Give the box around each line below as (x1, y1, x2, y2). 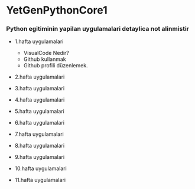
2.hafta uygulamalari (14, 73, 65, 80)
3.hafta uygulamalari (14, 85, 65, 92)
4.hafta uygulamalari (14, 96, 65, 103)
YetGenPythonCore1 (6, 4, 108, 17)
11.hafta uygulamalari (14, 177, 66, 184)
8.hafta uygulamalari (14, 142, 65, 149)
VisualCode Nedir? (23, 50, 69, 57)
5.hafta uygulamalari (14, 107, 65, 115)
